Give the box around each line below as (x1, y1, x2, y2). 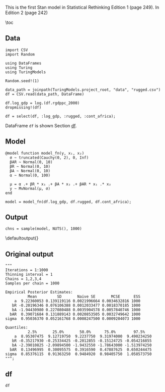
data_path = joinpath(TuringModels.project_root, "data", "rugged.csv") (5, 87, 161, 92)
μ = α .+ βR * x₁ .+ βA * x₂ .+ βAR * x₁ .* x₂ (10, 181, 112, 186)
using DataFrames (5, 61, 42, 66)
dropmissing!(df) (5, 105, 42, 110)
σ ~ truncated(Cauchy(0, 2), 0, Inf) (10, 155, 89, 160)
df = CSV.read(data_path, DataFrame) (5, 91, 85, 96)
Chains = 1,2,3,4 (5, 276, 42, 282)
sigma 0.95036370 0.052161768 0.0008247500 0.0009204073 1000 (5, 316, 141, 321)
